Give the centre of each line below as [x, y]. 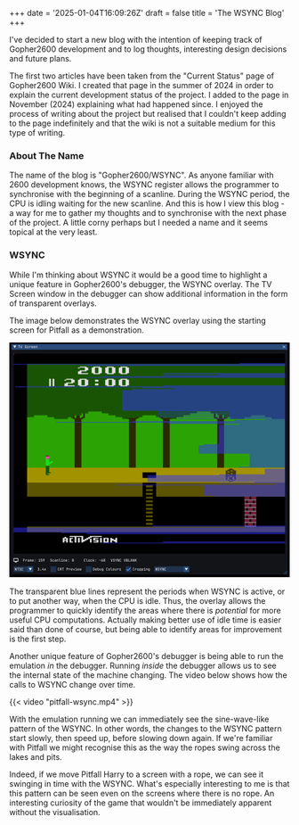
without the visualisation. [55, 812]
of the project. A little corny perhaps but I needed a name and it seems [139, 223]
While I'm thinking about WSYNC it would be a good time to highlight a [138, 275]
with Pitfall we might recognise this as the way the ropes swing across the [145, 747]
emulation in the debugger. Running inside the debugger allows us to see [143, 665]
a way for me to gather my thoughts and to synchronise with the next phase [148, 213]
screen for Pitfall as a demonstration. [77, 330]
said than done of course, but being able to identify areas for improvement [145, 629]
